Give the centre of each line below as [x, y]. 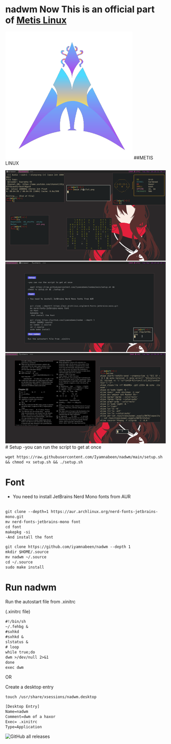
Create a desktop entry [30, 687]
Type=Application [24, 727]
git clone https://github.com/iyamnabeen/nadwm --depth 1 [68, 547]
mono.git [15, 517]
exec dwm [15, 667]
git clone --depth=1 [27, 511]
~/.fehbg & [17, 626]
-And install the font [29, 537]
